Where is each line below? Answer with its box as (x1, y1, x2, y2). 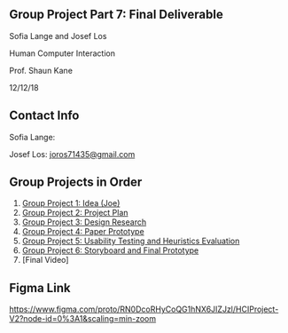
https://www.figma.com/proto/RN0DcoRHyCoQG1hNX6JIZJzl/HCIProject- (9, 304, 279, 314)
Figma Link (9, 280, 71, 296)
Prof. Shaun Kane (9, 65, 74, 75)
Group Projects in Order (9, 175, 143, 190)
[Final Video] (21, 255, 69, 266)
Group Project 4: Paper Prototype (21, 226, 144, 237)
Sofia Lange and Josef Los (9, 30, 107, 41)
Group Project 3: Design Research (21, 217, 147, 227)
